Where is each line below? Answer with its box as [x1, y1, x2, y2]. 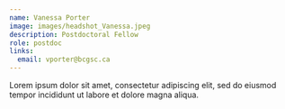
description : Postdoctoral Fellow [9, 30, 139, 39]
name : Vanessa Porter [9, 13, 91, 23]
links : [9, 47, 34, 56]
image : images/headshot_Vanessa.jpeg [9, 22, 151, 31]
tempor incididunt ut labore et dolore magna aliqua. [9, 89, 200, 100]
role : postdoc [9, 38, 63, 48]
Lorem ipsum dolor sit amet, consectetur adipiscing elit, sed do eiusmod [9, 80, 277, 90]
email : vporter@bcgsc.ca [17, 55, 111, 64]
